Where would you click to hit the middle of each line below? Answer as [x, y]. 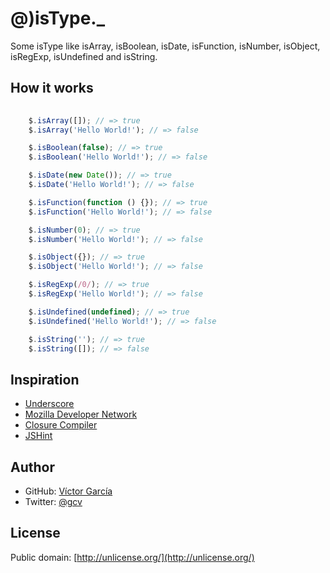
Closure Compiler [61, 425]
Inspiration [45, 379]
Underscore [49, 404]
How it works [52, 88]
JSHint [38, 436]
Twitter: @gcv [53, 501]
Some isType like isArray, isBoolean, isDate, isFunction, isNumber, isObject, [165, 46]
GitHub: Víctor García [68, 491]
